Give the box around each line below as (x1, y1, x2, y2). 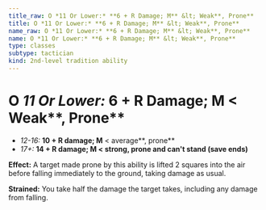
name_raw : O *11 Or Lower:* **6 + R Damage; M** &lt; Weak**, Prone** (8, 27, 251, 35)
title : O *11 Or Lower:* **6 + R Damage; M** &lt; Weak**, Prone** (8, 19, 240, 27)
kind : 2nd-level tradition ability (8, 57, 128, 65)
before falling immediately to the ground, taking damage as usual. (8, 168, 227, 178)
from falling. (8, 192, 48, 202)
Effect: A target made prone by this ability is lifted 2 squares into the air (8, 159, 246, 170)
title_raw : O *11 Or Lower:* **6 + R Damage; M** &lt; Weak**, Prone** (8, 11, 254, 20)
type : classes (8, 42, 56, 50)
